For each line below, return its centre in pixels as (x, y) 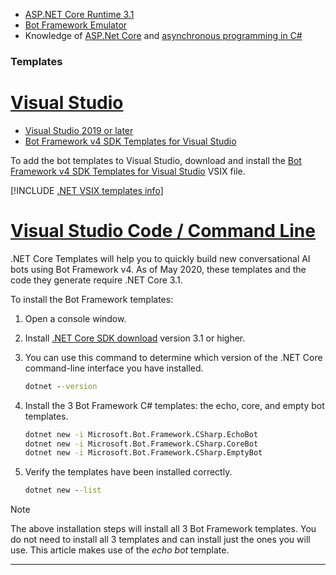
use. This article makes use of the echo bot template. (120, 550)
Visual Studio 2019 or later (79, 130)
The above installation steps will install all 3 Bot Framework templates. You (163, 529)
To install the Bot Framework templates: (92, 299)
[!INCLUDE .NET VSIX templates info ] (87, 190)
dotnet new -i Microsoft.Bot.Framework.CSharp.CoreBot (141, 444)
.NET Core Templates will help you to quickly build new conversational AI (160, 258)
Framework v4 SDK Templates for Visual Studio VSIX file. (128, 171)
